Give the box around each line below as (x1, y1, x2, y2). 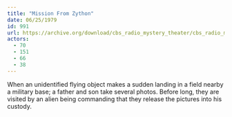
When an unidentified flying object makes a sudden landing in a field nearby (7, 80, 224, 88)
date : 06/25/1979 (7, 17, 57, 23)
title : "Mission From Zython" (7, 10, 95, 17)
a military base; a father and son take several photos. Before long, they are (7, 87, 220, 96)
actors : (7, 36, 30, 43)
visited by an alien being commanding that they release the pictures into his (7, 94, 222, 103)
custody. (7, 102, 32, 110)
